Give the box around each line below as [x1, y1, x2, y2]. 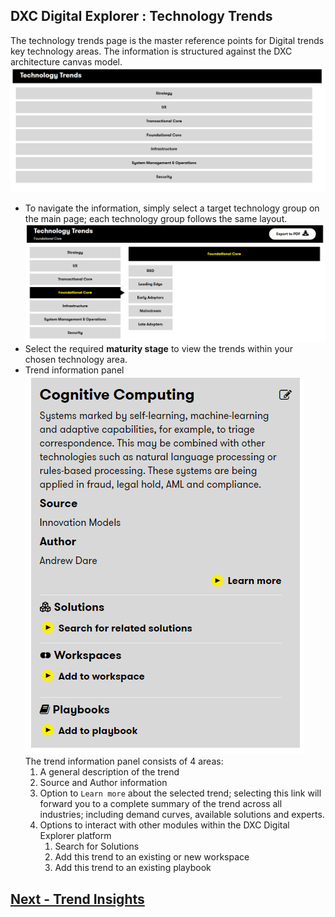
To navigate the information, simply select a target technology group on [24, 202, 320, 214]
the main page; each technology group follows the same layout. [24, 213, 288, 225]
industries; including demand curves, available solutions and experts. [39, 809, 325, 821]
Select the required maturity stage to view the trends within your [24, 343, 293, 355]
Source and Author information [39, 777, 168, 789]
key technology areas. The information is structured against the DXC [10, 45, 293, 57]
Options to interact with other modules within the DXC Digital [39, 819, 290, 831]
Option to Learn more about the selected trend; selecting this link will [39, 787, 322, 799]
